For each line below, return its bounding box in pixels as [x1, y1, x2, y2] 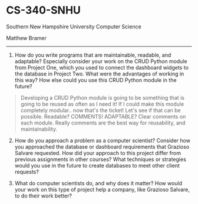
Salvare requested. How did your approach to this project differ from [14, 149, 181, 156]
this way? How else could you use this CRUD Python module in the [14, 76, 177, 83]
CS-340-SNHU [6, 4, 81, 17]
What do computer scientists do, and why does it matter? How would [14, 179, 183, 186]
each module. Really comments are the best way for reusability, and [20, 119, 186, 126]
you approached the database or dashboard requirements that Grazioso [14, 143, 190, 150]
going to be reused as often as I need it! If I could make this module [20, 100, 184, 107]
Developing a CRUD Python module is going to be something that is [20, 94, 184, 101]
